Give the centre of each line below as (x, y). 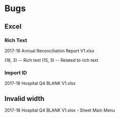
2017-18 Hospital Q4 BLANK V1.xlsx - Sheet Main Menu (60, 110)
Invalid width (25, 98)
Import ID (16, 72)
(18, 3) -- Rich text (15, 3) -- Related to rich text (51, 60)
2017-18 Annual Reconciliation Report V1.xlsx (50, 51)
